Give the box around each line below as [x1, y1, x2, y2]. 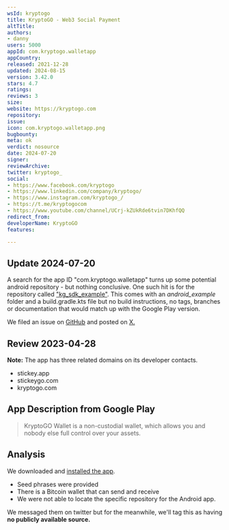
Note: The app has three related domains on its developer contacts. [7, 356, 198, 364]
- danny [7, 36, 29, 42]
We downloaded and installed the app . [7, 466, 116, 475]
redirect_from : [7, 213, 51, 220]
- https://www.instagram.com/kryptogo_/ [7, 194, 124, 202]
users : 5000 [7, 42, 41, 49]
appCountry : [7, 55, 41, 62]
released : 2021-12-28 [7, 61, 69, 68]
